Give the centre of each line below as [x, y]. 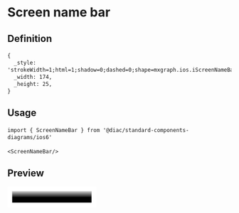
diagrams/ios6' [30, 137]
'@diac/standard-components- [146, 130]
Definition [30, 39]
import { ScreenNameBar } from [54, 130]
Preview [26, 174]
